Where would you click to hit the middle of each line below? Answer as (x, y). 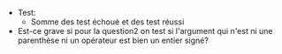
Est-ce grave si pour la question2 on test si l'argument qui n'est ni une (145, 31)
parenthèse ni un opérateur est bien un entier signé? (113, 40)
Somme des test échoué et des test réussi (107, 22)
